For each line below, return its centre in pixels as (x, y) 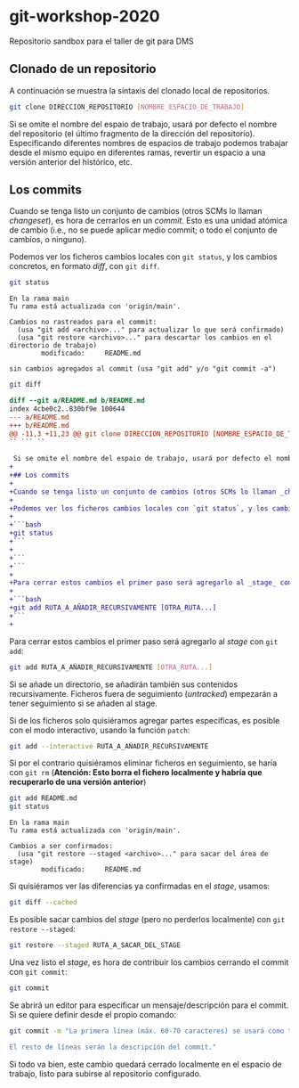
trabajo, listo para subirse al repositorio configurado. (105, 1073)
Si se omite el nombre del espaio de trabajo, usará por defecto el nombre (143, 124)
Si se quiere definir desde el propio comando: (93, 1014)
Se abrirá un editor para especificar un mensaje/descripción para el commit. (149, 1005)
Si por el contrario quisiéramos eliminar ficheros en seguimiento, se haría (143, 763)
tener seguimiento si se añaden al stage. (83, 703)
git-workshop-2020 (85, 16)
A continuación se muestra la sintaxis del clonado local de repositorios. (140, 90)
